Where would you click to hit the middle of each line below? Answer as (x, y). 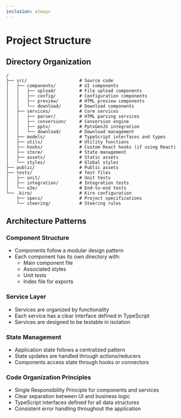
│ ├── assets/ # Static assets (62, 157)
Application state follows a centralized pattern (70, 350)
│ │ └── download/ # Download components (70, 106)
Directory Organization (49, 62)
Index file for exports (48, 282)
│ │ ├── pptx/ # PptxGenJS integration (73, 126)
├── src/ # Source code (60, 80)
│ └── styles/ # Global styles (62, 162)
